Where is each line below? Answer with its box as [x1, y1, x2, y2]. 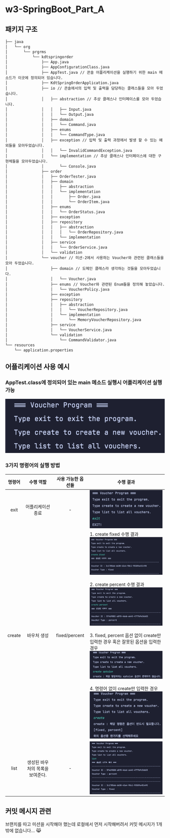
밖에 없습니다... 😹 [5, 827, 41, 833]
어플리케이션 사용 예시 [5, 363, 70, 371]
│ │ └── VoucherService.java [5, 327, 112, 332]
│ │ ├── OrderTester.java [5, 174, 96, 179]
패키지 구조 [5, 25, 38, 33]
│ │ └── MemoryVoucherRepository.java [5, 317, 142, 322]
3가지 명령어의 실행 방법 [5, 462, 60, 469]
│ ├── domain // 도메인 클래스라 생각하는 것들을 [5, 266, 138, 271]
